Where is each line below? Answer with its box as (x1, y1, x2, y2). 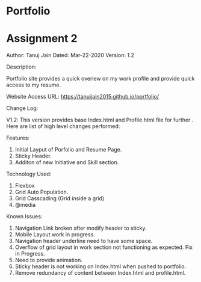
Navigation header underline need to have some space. (14, 238, 153, 245)
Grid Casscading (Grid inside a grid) (14, 195, 105, 202)
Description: (6, 63, 37, 70)
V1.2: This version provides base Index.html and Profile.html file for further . (6, 116, 194, 124)
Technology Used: (6, 170, 52, 178)
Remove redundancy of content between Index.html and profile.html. (14, 269, 186, 277)
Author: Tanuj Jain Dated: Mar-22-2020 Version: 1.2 (6, 52, 134, 59)
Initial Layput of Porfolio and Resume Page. (14, 146, 122, 153)
